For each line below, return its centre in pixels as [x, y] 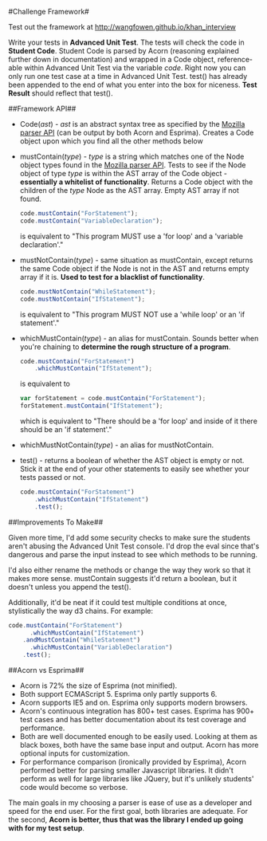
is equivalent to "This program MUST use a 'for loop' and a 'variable [132, 236]
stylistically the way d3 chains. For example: [81, 611]
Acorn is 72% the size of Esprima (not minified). [98, 686]
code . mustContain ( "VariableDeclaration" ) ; [91, 221]
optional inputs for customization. [75, 753]
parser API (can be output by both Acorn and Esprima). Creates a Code [137, 132]
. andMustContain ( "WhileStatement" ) [82, 640]
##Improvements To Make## [56, 522]
